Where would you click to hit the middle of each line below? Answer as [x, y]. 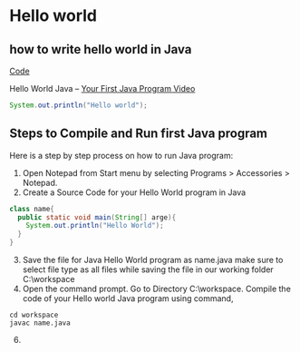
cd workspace [34, 315]
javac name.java [40, 323]
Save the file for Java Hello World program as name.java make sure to [153, 260]
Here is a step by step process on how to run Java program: [121, 155]
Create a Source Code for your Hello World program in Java [134, 192]
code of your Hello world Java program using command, [128, 298]
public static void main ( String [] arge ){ [97, 217]
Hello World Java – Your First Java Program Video [102, 88]
